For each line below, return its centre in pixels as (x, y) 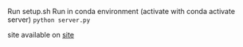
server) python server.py (49, 20)
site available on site (41, 35)
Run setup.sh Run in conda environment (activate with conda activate (121, 11)
